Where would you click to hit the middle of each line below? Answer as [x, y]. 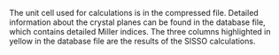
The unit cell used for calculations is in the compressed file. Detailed [134, 13]
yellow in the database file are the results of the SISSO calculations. [132, 41]
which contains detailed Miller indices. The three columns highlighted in [140, 31]
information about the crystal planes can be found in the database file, [137, 22]
